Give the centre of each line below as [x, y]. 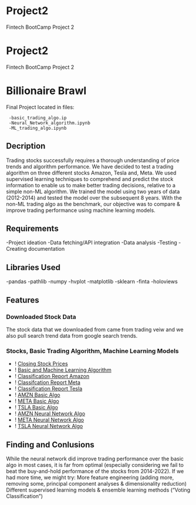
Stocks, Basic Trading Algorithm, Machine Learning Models [92, 351]
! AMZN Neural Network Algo [50, 414]
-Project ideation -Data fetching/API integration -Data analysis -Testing [92, 243]
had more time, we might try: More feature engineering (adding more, [90, 477]
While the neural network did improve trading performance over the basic [95, 459]
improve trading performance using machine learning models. [81, 210]
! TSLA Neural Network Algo [49, 426]
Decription [26, 146]
